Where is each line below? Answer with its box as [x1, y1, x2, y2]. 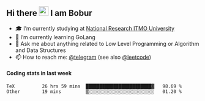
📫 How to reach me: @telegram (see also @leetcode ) [15, 53, 152, 61]
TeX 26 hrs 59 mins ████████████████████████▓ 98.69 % [6, 83, 182, 89]
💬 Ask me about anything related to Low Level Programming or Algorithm [15, 40, 199, 47]
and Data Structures [15, 47, 66, 54]
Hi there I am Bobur [6, 8, 93, 18]
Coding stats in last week [6, 70, 72, 77]
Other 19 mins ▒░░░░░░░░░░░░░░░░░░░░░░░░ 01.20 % [6, 89, 182, 95]
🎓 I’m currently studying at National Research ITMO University [15, 24, 174, 32]
